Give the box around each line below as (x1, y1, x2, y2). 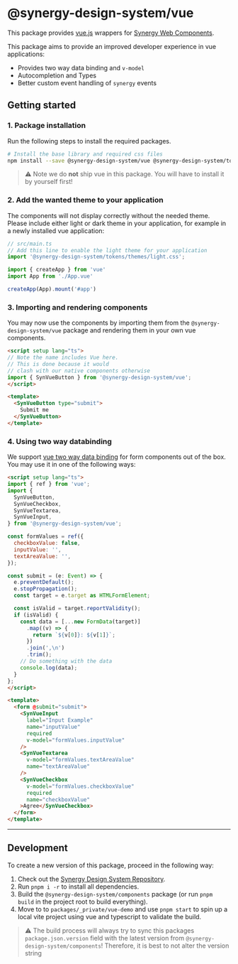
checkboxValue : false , (13, 540, 81, 547)
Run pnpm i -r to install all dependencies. (17, 882, 140, 891)
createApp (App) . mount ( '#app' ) (7, 286, 97, 293)
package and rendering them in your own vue (62, 326, 196, 335)
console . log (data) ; (20, 664, 78, 671)
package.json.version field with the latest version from (24, 933, 185, 942)
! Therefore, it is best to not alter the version (101, 941, 229, 950)
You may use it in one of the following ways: (7, 460, 136, 469)
